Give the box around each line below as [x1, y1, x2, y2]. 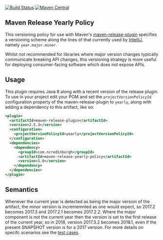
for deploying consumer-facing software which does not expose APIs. [5, 61, 145, 68]
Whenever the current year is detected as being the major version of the [5, 198, 150, 204]
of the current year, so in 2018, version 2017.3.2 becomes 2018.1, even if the [5, 219, 157, 225]
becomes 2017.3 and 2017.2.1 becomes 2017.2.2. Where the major [5, 209, 136, 215]
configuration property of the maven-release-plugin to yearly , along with [5, 99, 152, 104]
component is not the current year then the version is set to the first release [5, 214, 157, 220]
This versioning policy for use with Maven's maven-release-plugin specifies [5, 32, 157, 37]
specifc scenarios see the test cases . [5, 229, 80, 235]
